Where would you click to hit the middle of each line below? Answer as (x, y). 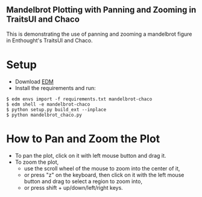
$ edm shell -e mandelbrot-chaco (48, 104)
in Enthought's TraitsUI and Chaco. (49, 40)
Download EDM (34, 82)
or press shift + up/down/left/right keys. (74, 187)
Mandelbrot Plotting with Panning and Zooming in (101, 10)
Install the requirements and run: (55, 88)
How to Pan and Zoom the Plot (83, 139)
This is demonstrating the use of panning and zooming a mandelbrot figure (99, 34)
